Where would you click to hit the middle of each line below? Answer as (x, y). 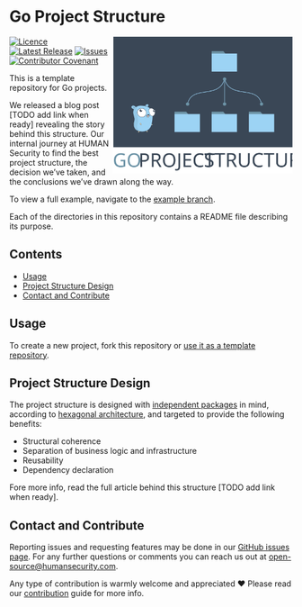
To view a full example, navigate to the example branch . (112, 199)
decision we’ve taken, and (58, 172)
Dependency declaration (68, 470)
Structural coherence (62, 441)
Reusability (43, 460)
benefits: (26, 424)
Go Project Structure (88, 17)
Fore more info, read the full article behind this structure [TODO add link (142, 487)
